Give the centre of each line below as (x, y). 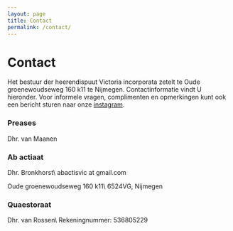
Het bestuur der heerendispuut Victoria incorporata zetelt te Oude (104, 82)
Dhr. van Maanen (32, 139)
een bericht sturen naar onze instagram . (66, 104)
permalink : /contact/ (39, 27)
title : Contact (30, 21)
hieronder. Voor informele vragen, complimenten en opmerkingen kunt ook (117, 97)
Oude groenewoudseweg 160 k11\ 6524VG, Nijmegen (85, 186)
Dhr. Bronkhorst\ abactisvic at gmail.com (67, 172)
